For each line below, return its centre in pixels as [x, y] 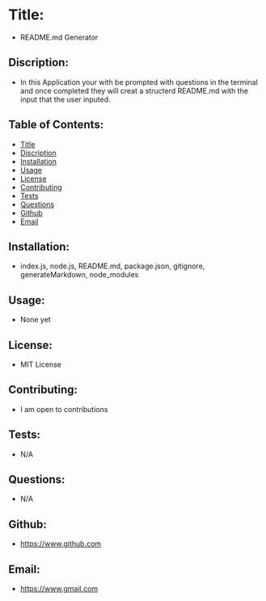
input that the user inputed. [65, 99]
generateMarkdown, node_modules [79, 275]
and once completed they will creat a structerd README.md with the [134, 90]
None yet [35, 320]
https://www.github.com [61, 544]
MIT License [41, 364]
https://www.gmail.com [59, 589]
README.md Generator [59, 37]
